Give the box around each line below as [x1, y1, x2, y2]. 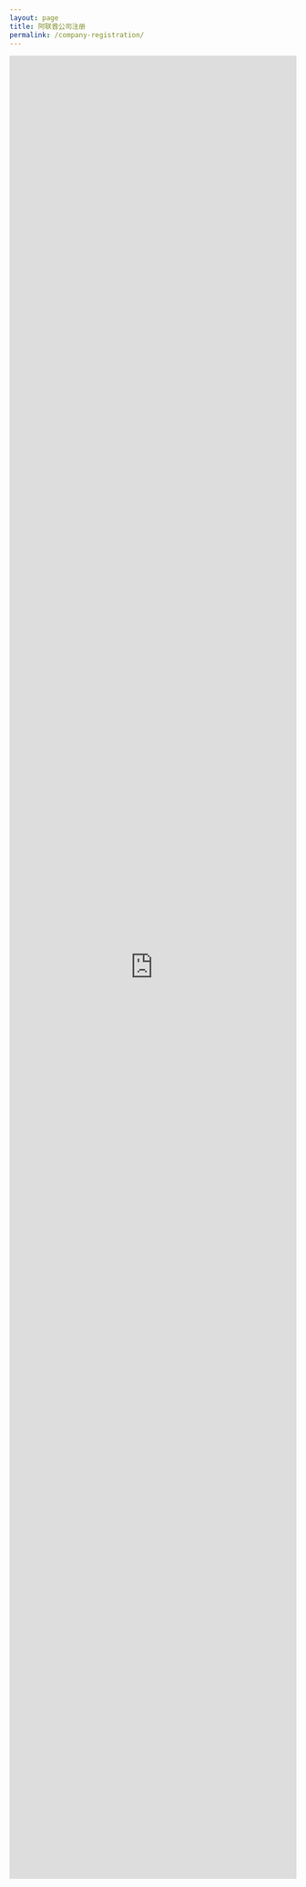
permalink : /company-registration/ [9, 30, 145, 39]
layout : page [9, 13, 59, 23]
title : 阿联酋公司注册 [9, 22, 87, 31]
